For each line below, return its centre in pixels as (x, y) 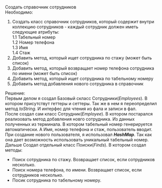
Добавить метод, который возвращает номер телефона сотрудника (83, 68)
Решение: (15, 93)
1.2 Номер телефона (33, 42)
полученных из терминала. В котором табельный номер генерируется (79, 124)
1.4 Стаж (21, 53)
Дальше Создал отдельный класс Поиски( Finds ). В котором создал (76, 145)
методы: (14, 150)
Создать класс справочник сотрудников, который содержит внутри (83, 22)
